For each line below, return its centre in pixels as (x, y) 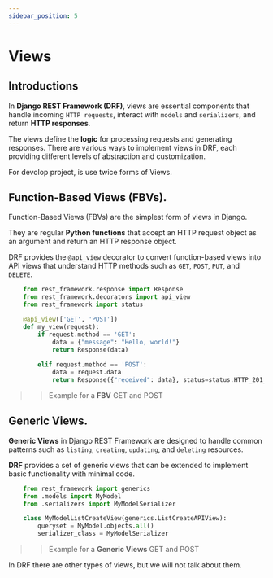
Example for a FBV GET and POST (106, 395)
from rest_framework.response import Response (103, 290)
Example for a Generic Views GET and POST (124, 549)
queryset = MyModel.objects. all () (96, 526)
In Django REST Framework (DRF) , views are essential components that (129, 106)
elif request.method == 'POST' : (93, 365)
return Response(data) (90, 350)
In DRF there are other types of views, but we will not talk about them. (125, 565)
